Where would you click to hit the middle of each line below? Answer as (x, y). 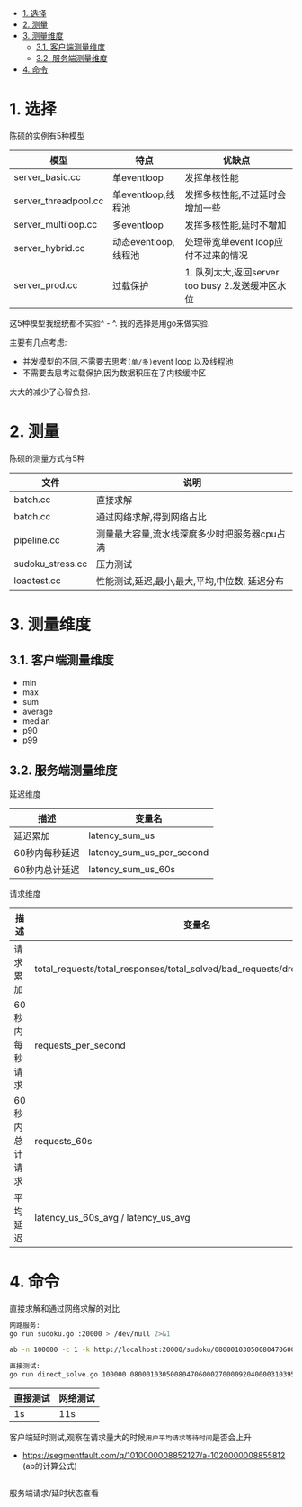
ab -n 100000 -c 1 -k (50, 1350)
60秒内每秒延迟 (47, 853)
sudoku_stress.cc (51, 564)
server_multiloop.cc (56, 224)
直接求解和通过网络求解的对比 (64, 1308)
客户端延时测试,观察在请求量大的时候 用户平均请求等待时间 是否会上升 (130, 1437)
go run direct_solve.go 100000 (68, 1375)
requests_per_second (80, 1045)
